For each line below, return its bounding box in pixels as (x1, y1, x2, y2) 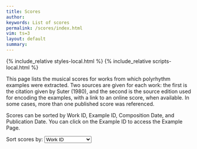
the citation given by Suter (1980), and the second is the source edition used (6, 88, 191, 95)
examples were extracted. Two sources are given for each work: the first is (6, 81, 188, 88)
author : (6, 14, 25, 20)
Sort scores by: (6, 135, 43, 143)
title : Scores (6, 8, 41, 15)
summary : (6, 42, 28, 48)
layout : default (6, 36, 46, 42)
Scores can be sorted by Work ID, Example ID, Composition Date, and (6, 111, 175, 118)
